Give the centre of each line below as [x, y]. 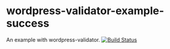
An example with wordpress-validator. [53, 40]
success [28, 23]
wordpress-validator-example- [85, 11]
